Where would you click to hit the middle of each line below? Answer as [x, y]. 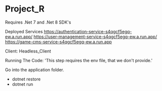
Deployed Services [24, 31]
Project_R [25, 9]
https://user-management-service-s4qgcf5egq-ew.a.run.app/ [95, 37]
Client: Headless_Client [28, 51]
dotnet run [23, 84]
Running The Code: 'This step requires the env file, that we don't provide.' [79, 60]
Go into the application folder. [35, 70]
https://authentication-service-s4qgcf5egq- [88, 31]
